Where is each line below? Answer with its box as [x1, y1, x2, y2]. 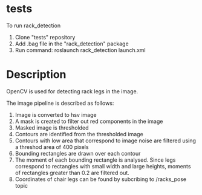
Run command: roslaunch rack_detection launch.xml [15, 46, 146, 53]
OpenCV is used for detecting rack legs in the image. [6, 87, 138, 95]
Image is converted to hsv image [15, 111, 97, 118]
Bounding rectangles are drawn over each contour [15, 150, 141, 157]
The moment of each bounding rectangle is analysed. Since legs [15, 156, 176, 164]
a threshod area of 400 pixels [15, 143, 89, 150]
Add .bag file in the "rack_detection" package [15, 40, 129, 47]
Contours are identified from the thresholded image [15, 130, 143, 137]
